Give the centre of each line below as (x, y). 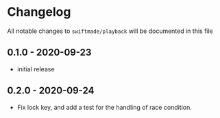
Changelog (39, 12)
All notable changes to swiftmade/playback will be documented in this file (110, 31)
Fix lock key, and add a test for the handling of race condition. (104, 107)
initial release (36, 69)
